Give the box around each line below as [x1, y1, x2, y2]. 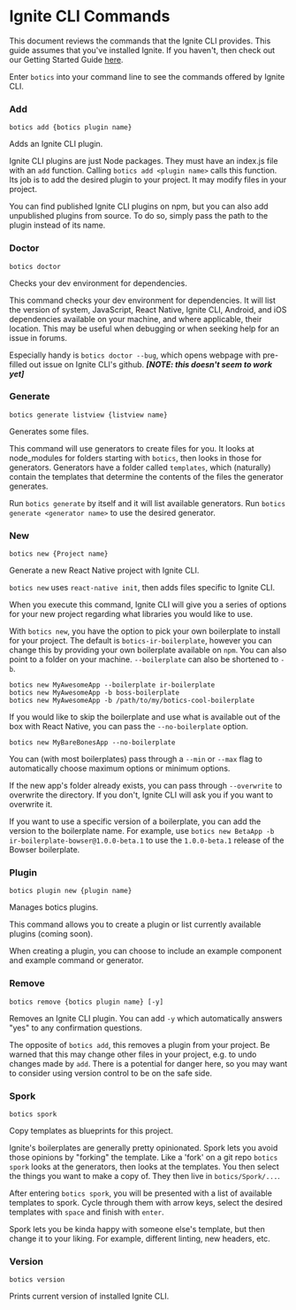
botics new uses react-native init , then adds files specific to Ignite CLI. [9, 582, 276, 593]
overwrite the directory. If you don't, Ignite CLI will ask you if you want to [9, 790, 274, 800]
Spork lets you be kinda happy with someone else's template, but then [9, 1224, 265, 1235]
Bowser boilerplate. [9, 844, 80, 855]
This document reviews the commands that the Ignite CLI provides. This [9, 35, 271, 46]
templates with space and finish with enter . [9, 1206, 164, 1218]
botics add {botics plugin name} [9, 123, 133, 132]
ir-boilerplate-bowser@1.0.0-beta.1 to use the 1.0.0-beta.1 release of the [9, 835, 285, 846]
